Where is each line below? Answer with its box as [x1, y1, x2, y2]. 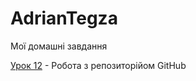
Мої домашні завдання [10, 40, 108, 52]
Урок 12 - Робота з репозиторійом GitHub [10, 59, 187, 71]
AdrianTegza [10, 7, 118, 30]
